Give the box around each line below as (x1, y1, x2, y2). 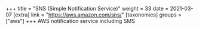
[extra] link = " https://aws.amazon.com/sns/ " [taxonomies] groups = (13, 11, 182, 18)
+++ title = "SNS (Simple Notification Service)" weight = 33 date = (5, 5, 169, 12)
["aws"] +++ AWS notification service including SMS (5, 18, 136, 24)
